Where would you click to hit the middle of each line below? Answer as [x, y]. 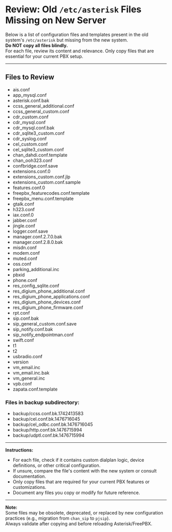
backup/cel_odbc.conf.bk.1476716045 [53, 424]
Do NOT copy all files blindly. [37, 45]
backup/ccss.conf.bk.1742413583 [48, 414]
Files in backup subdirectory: [42, 402]
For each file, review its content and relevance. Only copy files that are [80, 51]
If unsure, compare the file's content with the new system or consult [85, 471]
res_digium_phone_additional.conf [49, 291]
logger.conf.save [30, 231]
